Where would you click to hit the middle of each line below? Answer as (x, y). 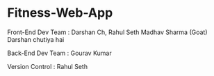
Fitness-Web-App (60, 13)
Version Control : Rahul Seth (48, 66)
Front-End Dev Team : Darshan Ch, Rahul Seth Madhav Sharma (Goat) (107, 32)
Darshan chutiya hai (36, 39)
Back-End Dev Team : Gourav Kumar (60, 53)
